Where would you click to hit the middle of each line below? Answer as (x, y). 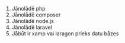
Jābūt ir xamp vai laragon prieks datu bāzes (65, 34)
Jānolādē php (28, 9)
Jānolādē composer (36, 15)
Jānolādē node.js (33, 21)
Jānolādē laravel (32, 27)
